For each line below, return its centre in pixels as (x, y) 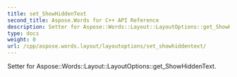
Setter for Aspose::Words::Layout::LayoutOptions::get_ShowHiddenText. (112, 66)
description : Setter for (44, 27)
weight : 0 (22, 40)
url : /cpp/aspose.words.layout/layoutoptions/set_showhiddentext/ (107, 46)
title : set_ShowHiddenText (47, 14)
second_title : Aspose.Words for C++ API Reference (83, 20)
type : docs (23, 33)
